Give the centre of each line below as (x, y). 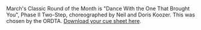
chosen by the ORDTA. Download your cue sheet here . (74, 21)
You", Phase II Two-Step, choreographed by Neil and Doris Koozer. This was (101, 15)
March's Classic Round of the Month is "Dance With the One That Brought (98, 9)
